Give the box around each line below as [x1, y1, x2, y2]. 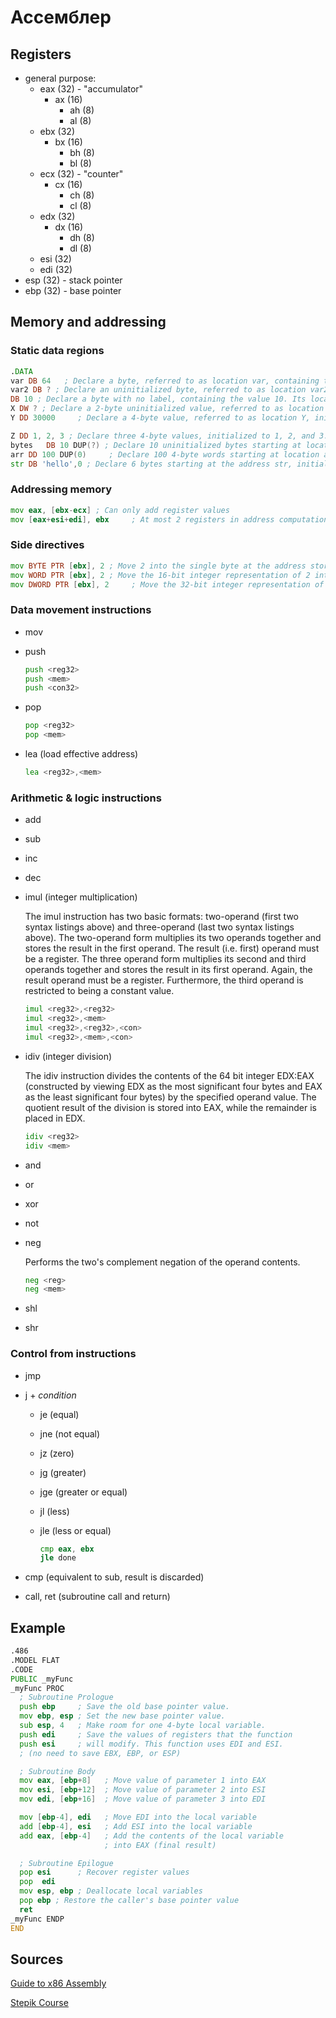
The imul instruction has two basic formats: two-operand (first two [24, 911, 299, 923]
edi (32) [39, 264, 73, 275]
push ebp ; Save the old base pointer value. [19, 1702, 230, 1712]
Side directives [10, 538, 85, 552]
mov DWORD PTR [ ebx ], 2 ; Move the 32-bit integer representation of [10, 579, 325, 590]
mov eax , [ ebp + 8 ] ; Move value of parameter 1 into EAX [19, 1776, 267, 1786]
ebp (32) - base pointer [24, 285, 122, 296]
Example [10, 1619, 66, 1636]
